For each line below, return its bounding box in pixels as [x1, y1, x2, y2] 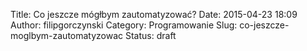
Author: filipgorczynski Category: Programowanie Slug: [10, 19, 238, 31]
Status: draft [124, 30, 177, 41]
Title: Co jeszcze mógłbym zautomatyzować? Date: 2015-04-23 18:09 [10, 9, 298, 20]
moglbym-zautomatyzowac [10, 30, 124, 41]
